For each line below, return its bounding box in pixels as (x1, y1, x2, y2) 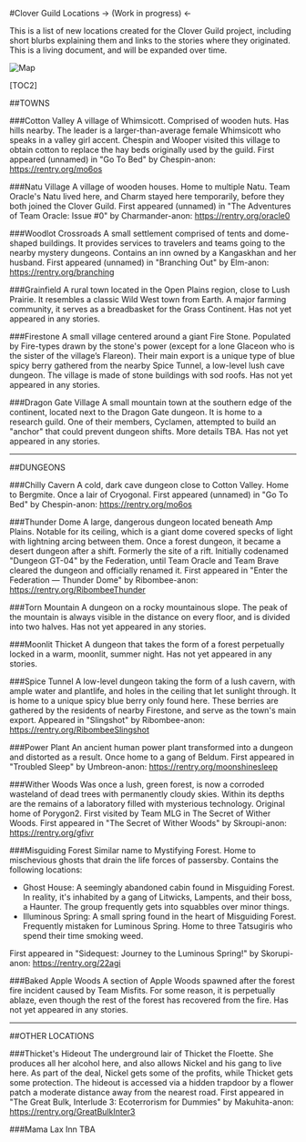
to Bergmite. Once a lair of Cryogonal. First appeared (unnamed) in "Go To (9, 489, 289, 500)
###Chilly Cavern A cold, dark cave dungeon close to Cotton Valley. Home (9, 480, 290, 490)
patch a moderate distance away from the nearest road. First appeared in (9, 1087, 284, 1097)
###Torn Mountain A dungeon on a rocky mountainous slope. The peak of (9, 602, 289, 613)
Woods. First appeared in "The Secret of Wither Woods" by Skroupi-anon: (9, 818, 287, 828)
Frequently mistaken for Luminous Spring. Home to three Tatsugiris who (22, 921, 293, 932)
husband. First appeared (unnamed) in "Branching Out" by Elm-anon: (9, 257, 270, 268)
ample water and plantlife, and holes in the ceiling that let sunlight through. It (9, 686, 297, 696)
